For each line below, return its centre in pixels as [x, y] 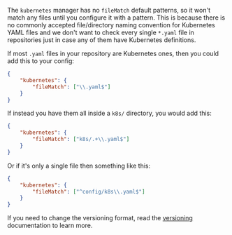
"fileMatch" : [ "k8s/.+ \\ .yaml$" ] [81, 140]
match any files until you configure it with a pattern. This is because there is [116, 18]
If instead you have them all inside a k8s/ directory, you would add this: [109, 113]
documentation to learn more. [50, 226]
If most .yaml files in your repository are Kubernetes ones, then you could [113, 53]
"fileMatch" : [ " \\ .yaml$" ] [72, 87]
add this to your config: [41, 61]
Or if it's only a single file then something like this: [79, 166]
